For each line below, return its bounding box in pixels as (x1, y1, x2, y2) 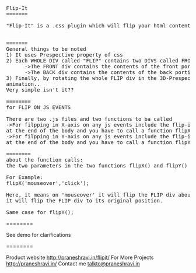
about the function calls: (6, 157, 83, 163)
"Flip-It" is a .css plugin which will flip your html (6, 23, 166, 29)
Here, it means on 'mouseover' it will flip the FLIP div (6, 192, 176, 198)
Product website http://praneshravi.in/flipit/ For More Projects (6, 254, 154, 261)
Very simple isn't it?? (6, 87, 74, 93)
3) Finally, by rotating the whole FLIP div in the (6, 75, 157, 81)
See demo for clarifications (6, 232, 71, 238)
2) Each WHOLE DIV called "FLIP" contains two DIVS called (6, 58, 179, 64)
